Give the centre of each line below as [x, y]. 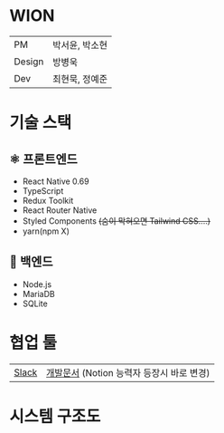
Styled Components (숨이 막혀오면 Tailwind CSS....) [116, 221]
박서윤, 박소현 [80, 44]
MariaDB [39, 293]
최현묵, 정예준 [80, 79]
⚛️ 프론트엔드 [44, 159]
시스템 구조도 [55, 416]
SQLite [35, 303]
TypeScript [43, 190]
